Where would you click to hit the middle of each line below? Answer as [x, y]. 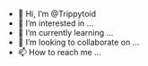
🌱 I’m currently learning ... [65, 33]
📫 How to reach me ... [59, 52]
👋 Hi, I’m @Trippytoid [57, 14]
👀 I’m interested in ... [56, 23]
